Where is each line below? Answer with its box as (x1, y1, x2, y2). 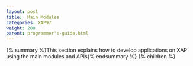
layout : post (6, 8, 38, 15)
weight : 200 (6, 25, 36, 31)
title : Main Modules (6, 14, 60, 20)
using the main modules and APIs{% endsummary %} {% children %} (6, 53, 176, 60)
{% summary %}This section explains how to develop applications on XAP (6, 47, 188, 54)
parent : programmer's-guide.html (6, 31, 89, 37)
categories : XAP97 (6, 19, 52, 25)
